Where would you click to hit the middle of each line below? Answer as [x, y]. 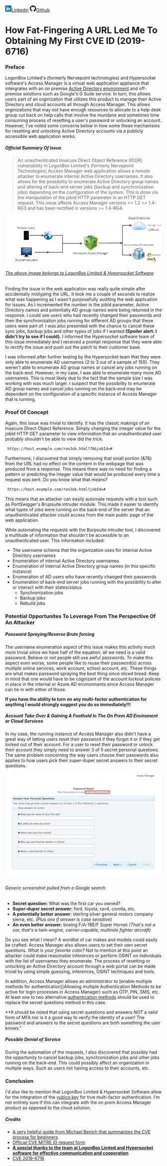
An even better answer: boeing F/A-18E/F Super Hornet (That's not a [84, 925]
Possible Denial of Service [33, 1040]
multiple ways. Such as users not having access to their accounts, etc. [78, 1068]
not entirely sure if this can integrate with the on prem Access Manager [78, 1102]
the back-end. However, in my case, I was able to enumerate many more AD [83, 372]
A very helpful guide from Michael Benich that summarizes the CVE [82, 1132]
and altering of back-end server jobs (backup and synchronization [85, 187]
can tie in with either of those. [36, 689]
